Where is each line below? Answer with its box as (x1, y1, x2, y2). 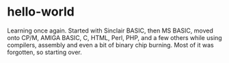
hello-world (7, 4, 75, 20)
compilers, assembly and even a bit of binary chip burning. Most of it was (7, 41, 214, 49)
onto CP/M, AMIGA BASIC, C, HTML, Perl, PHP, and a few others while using (7, 33, 222, 41)
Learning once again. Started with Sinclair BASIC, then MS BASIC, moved (7, 26, 213, 35)
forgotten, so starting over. (7, 48, 82, 56)
